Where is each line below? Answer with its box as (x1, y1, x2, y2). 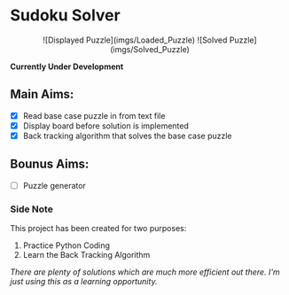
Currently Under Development (10, 61, 124, 72)
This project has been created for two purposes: (10, 223, 187, 234)
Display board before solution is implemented (22, 120, 190, 131)
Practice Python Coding (22, 240, 110, 251)
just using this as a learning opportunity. (10, 276, 158, 287)
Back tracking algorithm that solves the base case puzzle (22, 130, 233, 141)
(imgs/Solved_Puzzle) (110, 43, 190, 54)
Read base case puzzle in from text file (22, 110, 166, 120)
